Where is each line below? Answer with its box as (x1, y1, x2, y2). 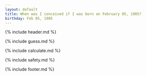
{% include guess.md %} (5, 38, 55, 44)
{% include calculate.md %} (5, 48, 61, 53)
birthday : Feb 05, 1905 (5, 16, 53, 21)
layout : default (5, 7, 38, 12)
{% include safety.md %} (5, 57, 55, 63)
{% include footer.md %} (5, 66, 55, 72)
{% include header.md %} (5, 29, 57, 35)
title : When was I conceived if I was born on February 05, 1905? (5, 12, 142, 16)
